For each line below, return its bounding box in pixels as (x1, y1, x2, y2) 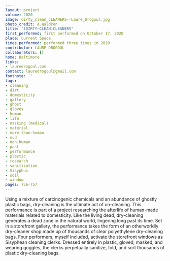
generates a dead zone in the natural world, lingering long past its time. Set (5, 218, 162, 223)
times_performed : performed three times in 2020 (5, 41, 110, 46)
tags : (5, 78, 17, 83)
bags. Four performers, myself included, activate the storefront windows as (5, 234, 163, 240)
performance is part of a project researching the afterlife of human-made (5, 207, 158, 213)
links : (5, 59, 19, 64)
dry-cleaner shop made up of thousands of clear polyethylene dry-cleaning (5, 229, 163, 234)
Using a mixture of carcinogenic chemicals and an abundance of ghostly (5, 196, 157, 202)
